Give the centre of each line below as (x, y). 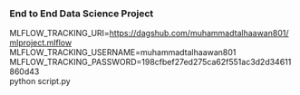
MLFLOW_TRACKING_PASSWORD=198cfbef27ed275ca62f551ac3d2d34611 (150, 62)
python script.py (40, 81)
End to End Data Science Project (82, 14)
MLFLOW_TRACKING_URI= (60, 33)
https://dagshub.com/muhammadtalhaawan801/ (199, 33)
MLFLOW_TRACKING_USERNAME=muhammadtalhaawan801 (123, 52)
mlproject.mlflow (41, 43)
